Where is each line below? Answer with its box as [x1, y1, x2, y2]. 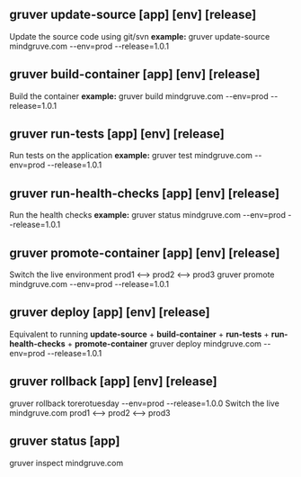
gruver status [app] [9, 434, 120, 449]
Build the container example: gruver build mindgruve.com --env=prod [9, 90, 270, 102]
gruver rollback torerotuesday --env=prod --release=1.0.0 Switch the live [9, 398, 280, 409]
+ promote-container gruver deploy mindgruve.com [66, 337, 262, 349]
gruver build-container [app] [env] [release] [9, 67, 261, 82]
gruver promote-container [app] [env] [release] [9, 245, 280, 260]
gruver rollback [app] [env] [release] [9, 373, 217, 390]
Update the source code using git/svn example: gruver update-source [9, 31, 270, 41]
